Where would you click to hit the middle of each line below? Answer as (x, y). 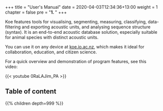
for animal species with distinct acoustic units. (52, 37)
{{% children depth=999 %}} (34, 103)
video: (12, 67)
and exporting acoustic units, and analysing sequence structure (86, 27)
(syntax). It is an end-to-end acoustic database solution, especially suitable (81, 32)
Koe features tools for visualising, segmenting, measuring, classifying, (76, 22)
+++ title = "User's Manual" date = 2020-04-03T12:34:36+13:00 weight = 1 (81, 7)
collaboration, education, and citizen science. (51, 52)
